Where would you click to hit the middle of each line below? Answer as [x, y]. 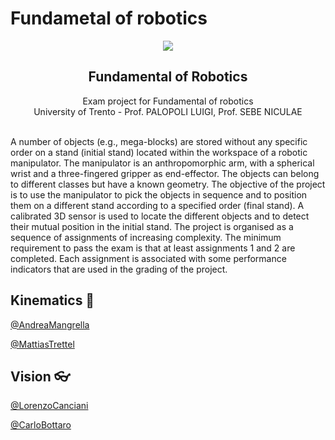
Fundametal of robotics [109, 18]
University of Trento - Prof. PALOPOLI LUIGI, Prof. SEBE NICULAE [168, 111]
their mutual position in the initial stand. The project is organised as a [152, 226]
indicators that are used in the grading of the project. [119, 269]
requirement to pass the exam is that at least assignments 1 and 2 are [153, 248]
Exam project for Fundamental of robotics [168, 101]
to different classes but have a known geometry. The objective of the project [168, 184]
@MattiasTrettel [42, 344]
